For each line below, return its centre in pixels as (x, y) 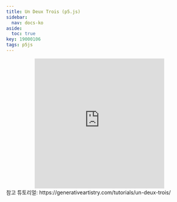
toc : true (23, 34)
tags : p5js (20, 45)
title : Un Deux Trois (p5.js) (44, 12)
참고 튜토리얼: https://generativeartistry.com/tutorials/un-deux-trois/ (89, 192)
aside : (14, 28)
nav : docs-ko (28, 23)
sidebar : (17, 17)
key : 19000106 (24, 39)
